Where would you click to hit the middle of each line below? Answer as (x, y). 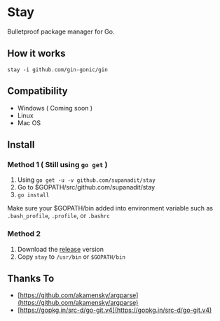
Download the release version (60, 249)
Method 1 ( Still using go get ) (57, 164)
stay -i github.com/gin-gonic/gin (58, 70)
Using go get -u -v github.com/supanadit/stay (86, 180)
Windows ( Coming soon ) (55, 108)
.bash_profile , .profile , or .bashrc (59, 216)
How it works (36, 53)
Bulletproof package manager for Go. (61, 31)
